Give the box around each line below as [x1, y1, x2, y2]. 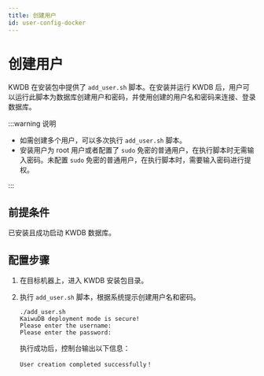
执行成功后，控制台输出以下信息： [19, 344, 130, 353]
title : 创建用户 [8, 11, 57, 20]
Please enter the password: [19, 329, 112, 337]
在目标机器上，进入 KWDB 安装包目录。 [19, 276, 148, 286]
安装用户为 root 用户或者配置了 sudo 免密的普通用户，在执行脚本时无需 [19, 146, 247, 155]
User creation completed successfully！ [19, 361, 153, 369]
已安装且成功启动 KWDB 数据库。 [8, 228, 116, 238]
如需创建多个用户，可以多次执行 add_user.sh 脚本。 [19, 135, 187, 146]
